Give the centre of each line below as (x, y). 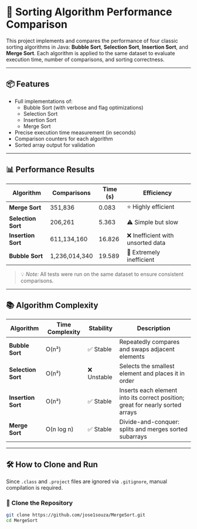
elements (132, 356)
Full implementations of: (44, 101)
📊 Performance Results (50, 170)
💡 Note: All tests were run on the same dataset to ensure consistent (102, 274)
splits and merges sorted (153, 429)
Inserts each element (148, 390)
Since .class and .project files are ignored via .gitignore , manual (86, 481)
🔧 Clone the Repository (40, 503)
